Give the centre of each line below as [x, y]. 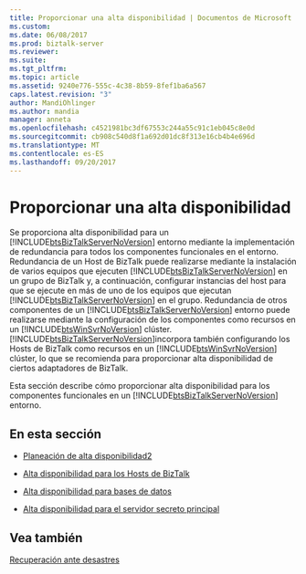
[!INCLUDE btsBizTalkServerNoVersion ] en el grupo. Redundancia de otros [148, 300]
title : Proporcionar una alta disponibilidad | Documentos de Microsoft [151, 18]
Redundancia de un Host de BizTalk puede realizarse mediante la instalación [153, 262]
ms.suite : [28, 60]
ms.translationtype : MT [55, 145]
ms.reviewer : [34, 52]
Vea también [46, 538]
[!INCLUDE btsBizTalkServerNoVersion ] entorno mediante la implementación [152, 242]
